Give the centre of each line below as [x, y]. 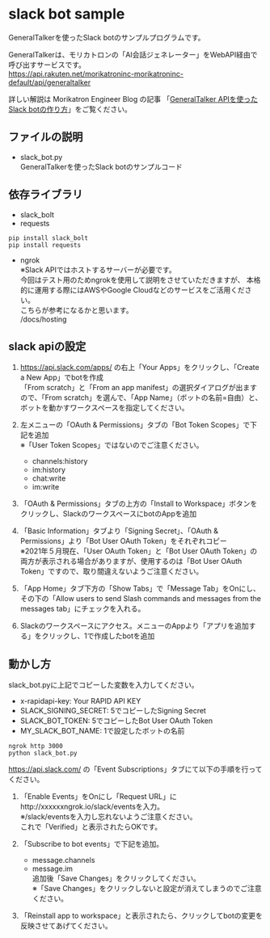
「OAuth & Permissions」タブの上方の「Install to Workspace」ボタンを [139, 504]
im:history [49, 470]
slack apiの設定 [47, 346]
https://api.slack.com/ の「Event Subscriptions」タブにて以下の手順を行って [135, 769]
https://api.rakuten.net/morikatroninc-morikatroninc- [96, 74]
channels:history [60, 461]
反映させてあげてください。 [66, 926]
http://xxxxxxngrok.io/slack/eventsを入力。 [92, 807]
